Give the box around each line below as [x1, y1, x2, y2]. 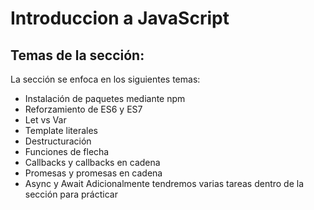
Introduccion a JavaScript [10, 7, 230, 30]
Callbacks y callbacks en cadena [24, 157, 161, 168]
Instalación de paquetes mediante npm [24, 93, 186, 104]
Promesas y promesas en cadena [24, 167, 163, 179]
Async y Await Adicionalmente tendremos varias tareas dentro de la [24, 178, 305, 189]
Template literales [24, 125, 98, 136]
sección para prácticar [24, 188, 118, 200]
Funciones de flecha [24, 146, 110, 157]
